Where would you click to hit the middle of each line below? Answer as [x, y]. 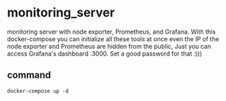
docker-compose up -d [38, 91]
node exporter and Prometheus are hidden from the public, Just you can [109, 46]
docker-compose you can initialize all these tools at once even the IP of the [113, 38]
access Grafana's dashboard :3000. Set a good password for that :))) [105, 54]
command [29, 75]
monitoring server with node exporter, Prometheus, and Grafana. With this [111, 32]
